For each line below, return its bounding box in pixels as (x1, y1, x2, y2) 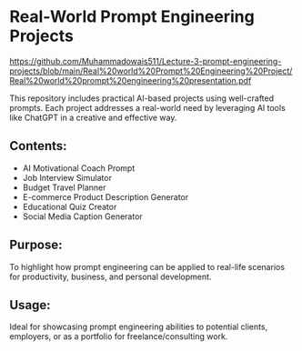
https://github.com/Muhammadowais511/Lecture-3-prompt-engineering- (9, 55, 282, 66)
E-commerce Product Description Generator (22, 191, 189, 202)
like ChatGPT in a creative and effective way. (9, 112, 177, 123)
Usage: (9, 297, 52, 313)
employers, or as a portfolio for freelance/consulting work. (9, 331, 228, 342)
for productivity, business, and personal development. (9, 271, 212, 282)
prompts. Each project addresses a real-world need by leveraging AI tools (9, 102, 287, 113)
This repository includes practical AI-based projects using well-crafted (9, 93, 275, 104)
